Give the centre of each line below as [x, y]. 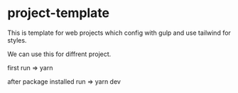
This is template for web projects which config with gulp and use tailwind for [119, 33]
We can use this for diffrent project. [59, 54]
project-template [59, 13]
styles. [17, 40]
